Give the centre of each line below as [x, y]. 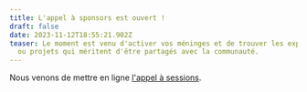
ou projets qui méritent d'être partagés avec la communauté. [138, 52]
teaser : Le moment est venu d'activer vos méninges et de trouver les [147, 43]
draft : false [34, 26]
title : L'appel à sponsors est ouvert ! [88, 18]
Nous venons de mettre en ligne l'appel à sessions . [106, 77]
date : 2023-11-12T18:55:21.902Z [71, 35]
